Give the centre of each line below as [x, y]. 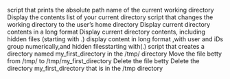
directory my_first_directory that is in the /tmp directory [85, 68]
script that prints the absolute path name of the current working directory [111, 10]
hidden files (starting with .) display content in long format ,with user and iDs [115, 39]
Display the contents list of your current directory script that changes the [110, 17]
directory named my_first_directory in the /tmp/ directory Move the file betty [114, 54]
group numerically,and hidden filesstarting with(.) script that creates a [106, 46]
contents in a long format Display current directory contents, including [106, 32]
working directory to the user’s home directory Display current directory [109, 24]
